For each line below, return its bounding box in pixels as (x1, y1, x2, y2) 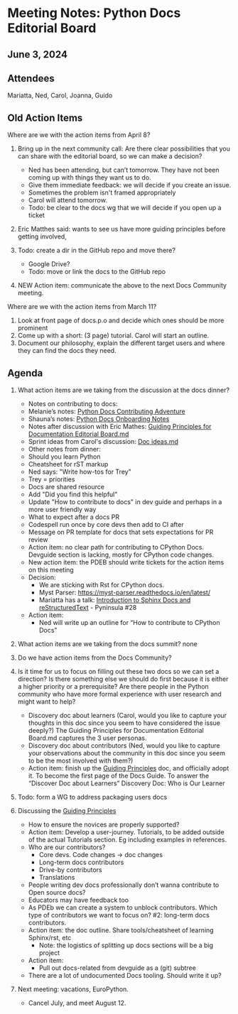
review (28, 535, 48, 544)
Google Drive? (28, 260, 70, 268)
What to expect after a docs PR (28, 513, 119, 521)
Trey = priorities (28, 475, 75, 484)
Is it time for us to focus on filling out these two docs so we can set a (17, 667, 220, 676)
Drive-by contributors (38, 866, 102, 874)
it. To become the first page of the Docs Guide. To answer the (28, 772, 210, 780)
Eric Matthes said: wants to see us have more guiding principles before (17, 225, 226, 234)
